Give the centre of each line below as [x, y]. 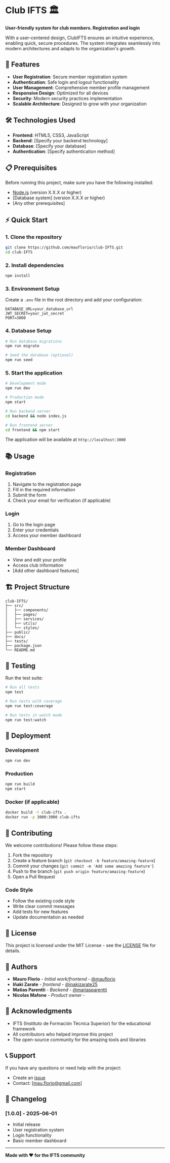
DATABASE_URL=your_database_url [39, 309]
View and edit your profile [39, 559]
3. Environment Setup [32, 289]
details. [13, 951]
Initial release [26, 1124]
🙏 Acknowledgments [39, 1011]
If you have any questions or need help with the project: [63, 1067]
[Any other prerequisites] [39, 203]
